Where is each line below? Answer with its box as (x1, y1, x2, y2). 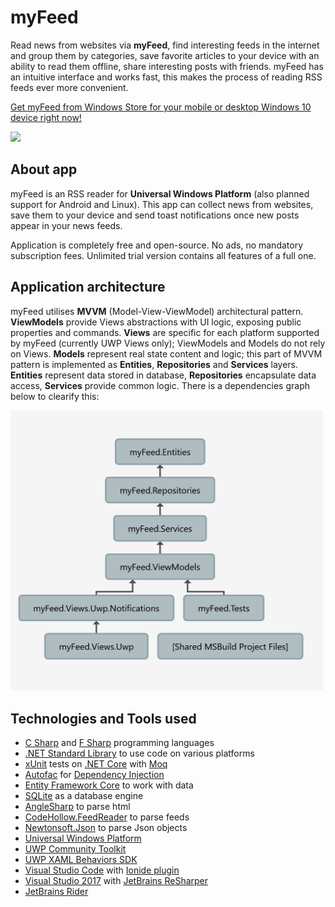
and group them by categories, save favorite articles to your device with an (10, 49, 320, 61)
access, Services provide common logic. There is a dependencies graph (10, 379, 311, 391)
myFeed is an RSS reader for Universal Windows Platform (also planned (10, 187, 310, 200)
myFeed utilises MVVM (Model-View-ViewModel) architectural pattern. (10, 305, 304, 317)
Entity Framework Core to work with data (24, 779, 194, 791)
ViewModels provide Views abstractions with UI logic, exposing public (10, 316, 302, 328)
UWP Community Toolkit (24, 843, 127, 855)
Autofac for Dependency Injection (24, 769, 165, 781)
